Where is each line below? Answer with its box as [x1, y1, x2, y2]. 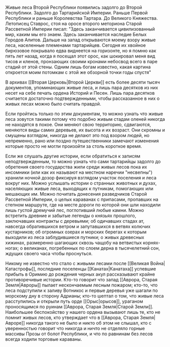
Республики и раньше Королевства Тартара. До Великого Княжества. [5, 15, 158, 21]
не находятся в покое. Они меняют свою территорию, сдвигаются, [5, 122, 151, 127]
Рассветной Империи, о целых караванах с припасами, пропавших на [5, 196, 159, 202]
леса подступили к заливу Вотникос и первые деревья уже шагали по [5, 287, 158, 293]
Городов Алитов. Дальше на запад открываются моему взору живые [5, 37, 156, 43]
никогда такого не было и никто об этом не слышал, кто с [26, 320, 152, 326]
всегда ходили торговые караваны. [5, 336, 82, 342]
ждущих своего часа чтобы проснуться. [5, 251, 93, 256]
